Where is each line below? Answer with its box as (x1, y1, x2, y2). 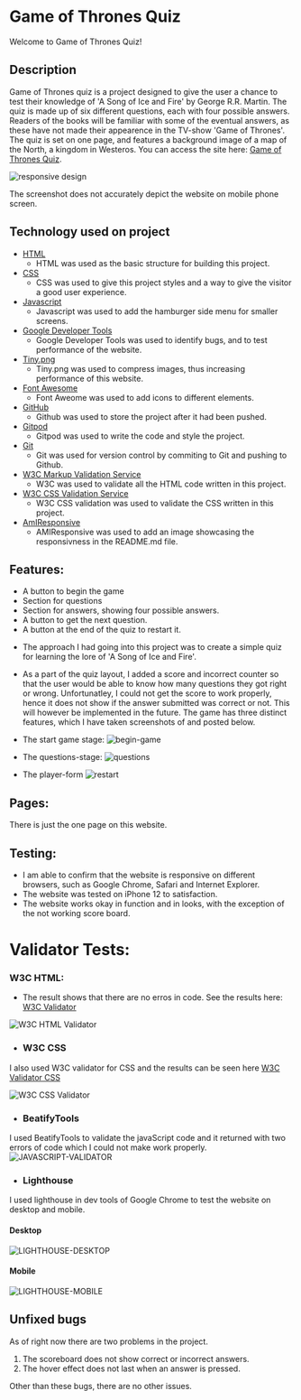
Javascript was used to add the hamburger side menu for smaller (35, 305, 278, 317)
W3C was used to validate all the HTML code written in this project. (35, 478, 287, 489)
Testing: (9, 846, 57, 861)
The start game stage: (22, 734, 105, 746)
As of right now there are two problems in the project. (9, 1336, 209, 1347)
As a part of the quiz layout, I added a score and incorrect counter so (22, 669, 279, 680)
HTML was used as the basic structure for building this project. (35, 257, 270, 268)
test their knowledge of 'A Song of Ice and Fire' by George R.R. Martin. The (9, 96, 287, 107)
